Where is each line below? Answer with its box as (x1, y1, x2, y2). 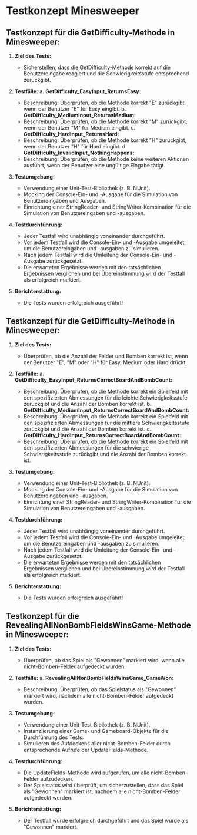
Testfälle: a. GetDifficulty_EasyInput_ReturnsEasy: (14, 88, 141, 95)
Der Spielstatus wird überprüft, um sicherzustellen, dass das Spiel (23, 781, 183, 788)
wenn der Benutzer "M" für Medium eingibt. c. (23, 124, 136, 131)
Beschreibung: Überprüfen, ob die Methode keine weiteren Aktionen (23, 156, 189, 163)
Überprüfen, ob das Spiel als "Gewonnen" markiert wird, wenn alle (23, 656, 185, 664)
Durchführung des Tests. (23, 734, 84, 741)
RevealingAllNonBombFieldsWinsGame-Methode (6, 621, 191, 631)
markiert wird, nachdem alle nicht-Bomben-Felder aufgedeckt (23, 692, 173, 699)
